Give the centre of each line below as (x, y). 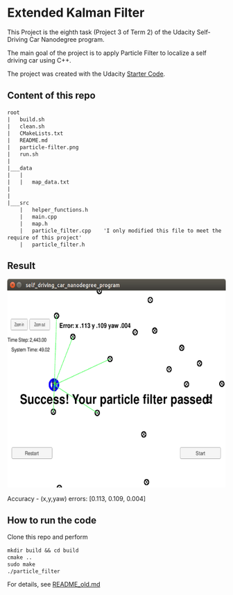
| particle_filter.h (52, 245)
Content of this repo (51, 96)
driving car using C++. (39, 60)
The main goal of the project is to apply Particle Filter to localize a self (107, 53)
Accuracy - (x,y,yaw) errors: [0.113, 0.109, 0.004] (77, 498)
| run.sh (23, 154)
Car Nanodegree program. (67, 39)
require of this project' (44, 238)
